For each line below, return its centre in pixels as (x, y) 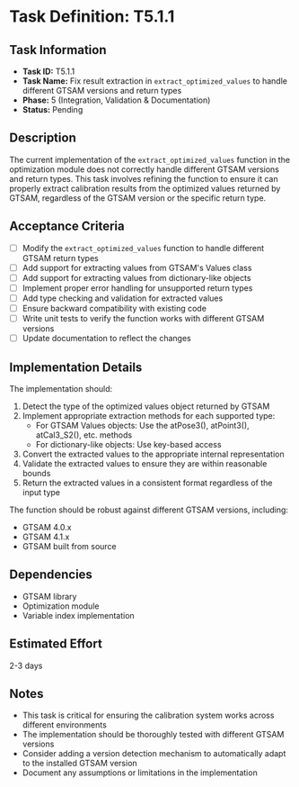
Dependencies (51, 575)
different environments (65, 725)
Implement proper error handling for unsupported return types (137, 288)
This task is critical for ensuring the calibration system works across (148, 715)
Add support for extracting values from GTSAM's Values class (137, 267)
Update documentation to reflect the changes (106, 339)
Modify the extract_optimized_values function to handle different (143, 248)
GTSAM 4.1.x (46, 537)
